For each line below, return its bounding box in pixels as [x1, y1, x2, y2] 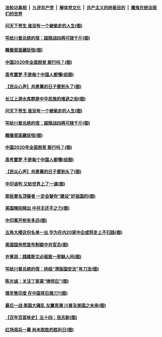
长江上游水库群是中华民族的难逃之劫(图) [5, 96, 86, 102]
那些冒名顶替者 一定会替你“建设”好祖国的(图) [5, 193, 96, 199]
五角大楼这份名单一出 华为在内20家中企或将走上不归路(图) [5, 229, 123, 235]
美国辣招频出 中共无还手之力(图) [5, 205, 70, 211]
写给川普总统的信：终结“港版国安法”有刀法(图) [5, 266, 99, 272]
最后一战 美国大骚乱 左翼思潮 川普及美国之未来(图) [5, 302, 107, 308]
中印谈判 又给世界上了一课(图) [5, 181, 65, 187]
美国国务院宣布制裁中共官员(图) [5, 241, 69, 248]
